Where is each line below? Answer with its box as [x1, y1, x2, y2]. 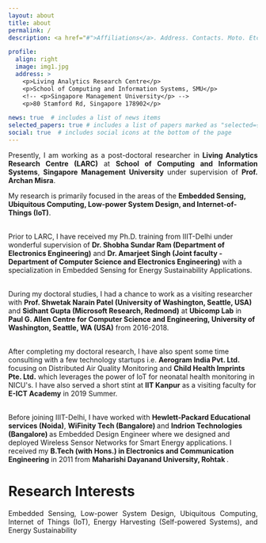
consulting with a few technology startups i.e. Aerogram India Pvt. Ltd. [8, 354, 240, 365]
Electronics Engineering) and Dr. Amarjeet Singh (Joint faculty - [8, 248, 223, 258]
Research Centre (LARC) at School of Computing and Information [8, 159, 258, 168]
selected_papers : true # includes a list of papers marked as [8, 121, 218, 129]
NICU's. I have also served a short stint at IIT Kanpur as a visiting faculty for [8, 380, 256, 389]
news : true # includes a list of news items [8, 114, 161, 122]
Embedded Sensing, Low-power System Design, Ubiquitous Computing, [8, 508, 258, 518]
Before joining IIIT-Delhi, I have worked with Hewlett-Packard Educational [8, 412, 251, 422]
